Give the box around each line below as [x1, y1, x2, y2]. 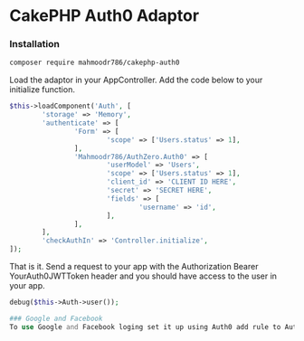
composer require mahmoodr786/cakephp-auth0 [9, 58, 180, 68]
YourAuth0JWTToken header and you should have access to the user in [9, 270, 278, 281]
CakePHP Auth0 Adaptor [9, 5, 200, 26]
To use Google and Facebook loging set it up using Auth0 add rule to [9, 322, 281, 331]
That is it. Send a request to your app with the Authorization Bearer [9, 261, 259, 272]
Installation [9, 38, 61, 51]
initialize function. [9, 84, 75, 95]
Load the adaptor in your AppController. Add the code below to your [9, 74, 263, 86]
